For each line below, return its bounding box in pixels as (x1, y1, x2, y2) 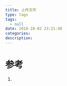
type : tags (5, 12, 28, 17)
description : (5, 36, 33, 41)
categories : (5, 31, 30, 36)
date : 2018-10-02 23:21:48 (5, 26, 62, 31)
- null (10, 21, 24, 27)
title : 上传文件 (5, 7, 37, 13)
